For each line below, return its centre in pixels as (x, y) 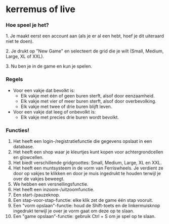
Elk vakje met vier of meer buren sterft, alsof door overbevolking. (88, 101)
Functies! (17, 130)
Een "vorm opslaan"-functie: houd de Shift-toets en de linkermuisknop (87, 206)
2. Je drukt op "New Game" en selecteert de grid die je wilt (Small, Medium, (85, 51)
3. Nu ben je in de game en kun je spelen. (49, 66)
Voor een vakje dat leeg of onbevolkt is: (54, 111)
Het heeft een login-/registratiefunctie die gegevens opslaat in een (82, 141)
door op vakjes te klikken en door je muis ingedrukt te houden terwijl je (87, 174)
